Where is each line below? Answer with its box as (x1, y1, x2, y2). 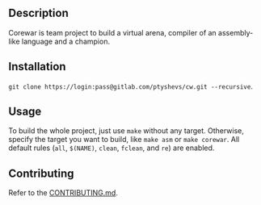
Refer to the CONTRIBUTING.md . (8, 188, 119, 198)
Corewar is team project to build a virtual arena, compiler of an (8, 27, 217, 37)
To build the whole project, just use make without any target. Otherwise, (8, 126, 245, 136)
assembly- (217, 27, 254, 37)
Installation (8, 60, 66, 73)
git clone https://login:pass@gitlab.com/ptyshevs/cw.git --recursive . (8, 81, 253, 91)
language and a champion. (21, 36, 111, 46)
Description (8, 6, 69, 20)
